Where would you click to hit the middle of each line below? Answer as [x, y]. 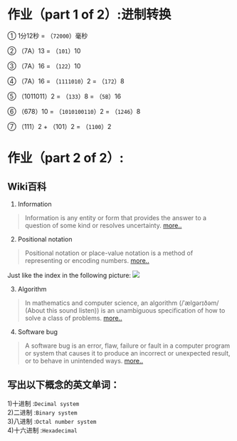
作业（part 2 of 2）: [66, 158]
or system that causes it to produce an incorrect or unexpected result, [127, 353]
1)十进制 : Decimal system [43, 403]
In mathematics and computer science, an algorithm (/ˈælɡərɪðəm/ [122, 303]
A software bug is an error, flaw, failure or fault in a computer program [127, 346]
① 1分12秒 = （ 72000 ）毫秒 [48, 36]
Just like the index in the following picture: [69, 275]
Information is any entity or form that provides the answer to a [116, 217]
